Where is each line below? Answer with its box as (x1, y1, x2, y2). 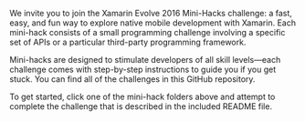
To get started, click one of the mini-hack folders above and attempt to (9, 91, 276, 102)
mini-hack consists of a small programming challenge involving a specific (9, 27, 286, 37)
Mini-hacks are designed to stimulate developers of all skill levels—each (9, 55, 281, 65)
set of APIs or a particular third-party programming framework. (9, 36, 247, 47)
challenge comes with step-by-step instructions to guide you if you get (9, 64, 277, 75)
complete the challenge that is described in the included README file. (9, 101, 272, 112)
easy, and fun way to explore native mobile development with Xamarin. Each (9, 17, 297, 28)
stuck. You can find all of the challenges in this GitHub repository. (9, 74, 256, 85)
